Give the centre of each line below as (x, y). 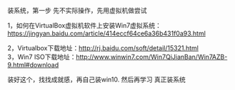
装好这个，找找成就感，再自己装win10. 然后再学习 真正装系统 (96, 79)
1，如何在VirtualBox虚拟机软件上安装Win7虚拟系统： (85, 26)
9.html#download (33, 65)
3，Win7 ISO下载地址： (42, 57)
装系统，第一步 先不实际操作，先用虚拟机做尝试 (77, 10)
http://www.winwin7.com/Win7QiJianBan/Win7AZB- (152, 57)
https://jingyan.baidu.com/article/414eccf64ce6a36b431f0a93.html (106, 33)
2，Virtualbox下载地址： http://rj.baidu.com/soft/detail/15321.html (103, 48)
